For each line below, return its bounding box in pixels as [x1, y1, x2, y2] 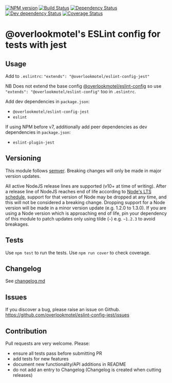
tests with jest [5, 39, 67, 51]
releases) [12, 372, 33, 378]
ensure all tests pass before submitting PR [12, 350, 102, 356]
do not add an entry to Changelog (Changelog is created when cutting [12, 367, 162, 373]
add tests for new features [12, 356, 69, 362]
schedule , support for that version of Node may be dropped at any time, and [5, 194, 167, 200]
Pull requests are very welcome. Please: [5, 340, 90, 347]
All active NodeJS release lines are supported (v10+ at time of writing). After [5, 183, 167, 189]
